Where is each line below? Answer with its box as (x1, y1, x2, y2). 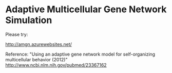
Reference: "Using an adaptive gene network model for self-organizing (5, 51, 156, 57)
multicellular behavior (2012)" (5, 56, 68, 62)
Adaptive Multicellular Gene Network (5, 4, 167, 15)
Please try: (5, 31, 28, 37)
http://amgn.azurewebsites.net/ (5, 41, 72, 47)
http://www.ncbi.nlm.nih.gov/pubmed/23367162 (5, 62, 107, 68)
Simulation (5, 14, 52, 26)
